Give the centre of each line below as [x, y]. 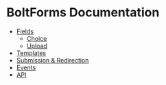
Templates [31, 53]
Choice [37, 38]
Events [26, 67]
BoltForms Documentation [83, 13]
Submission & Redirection [52, 60]
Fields [25, 31]
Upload [37, 46]
